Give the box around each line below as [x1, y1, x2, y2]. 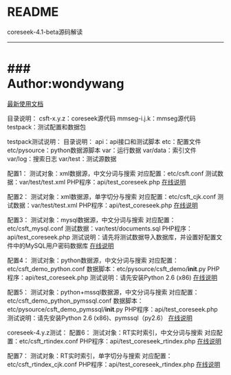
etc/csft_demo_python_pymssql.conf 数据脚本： [7, 297, 144, 305]
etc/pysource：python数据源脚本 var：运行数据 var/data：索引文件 [7, 146, 197, 154]
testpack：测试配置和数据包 [7, 122, 86, 131]
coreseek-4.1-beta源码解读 [7, 28, 83, 36]
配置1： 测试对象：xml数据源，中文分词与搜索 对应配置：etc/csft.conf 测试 [7, 169, 218, 178]
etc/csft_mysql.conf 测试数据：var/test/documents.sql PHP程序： [7, 224, 192, 233]
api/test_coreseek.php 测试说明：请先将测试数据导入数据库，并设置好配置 [7, 233, 217, 241]
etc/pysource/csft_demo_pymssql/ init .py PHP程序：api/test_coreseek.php [7, 305, 218, 313]
